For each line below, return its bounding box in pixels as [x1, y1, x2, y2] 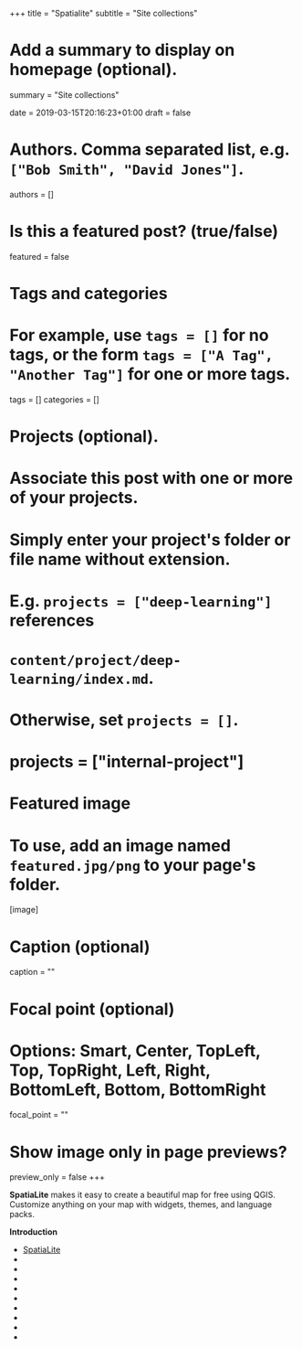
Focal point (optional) [9, 999, 175, 1019]
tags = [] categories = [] [9, 393, 100, 405]
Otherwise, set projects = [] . [9, 710, 239, 731]
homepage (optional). [9, 59, 178, 80]
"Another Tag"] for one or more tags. [9, 364, 291, 385]
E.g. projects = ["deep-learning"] [9, 590, 273, 611]
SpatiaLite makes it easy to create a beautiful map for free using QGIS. [9, 1189, 276, 1201]
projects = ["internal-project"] [9, 752, 245, 772]
